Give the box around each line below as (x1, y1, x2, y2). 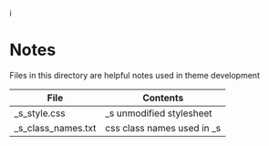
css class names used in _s (104, 121, 222, 134)
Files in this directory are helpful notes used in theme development (9, 69, 260, 80)
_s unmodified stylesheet (104, 107, 212, 120)
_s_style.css (14, 107, 66, 120)
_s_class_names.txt (14, 121, 97, 134)
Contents (142, 91, 184, 104)
